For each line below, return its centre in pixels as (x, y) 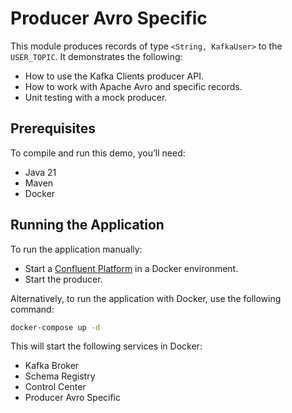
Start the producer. (63, 279)
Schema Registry (60, 376)
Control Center (55, 387)
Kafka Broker (52, 366)
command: (32, 309)
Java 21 (40, 172)
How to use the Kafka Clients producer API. (114, 76)
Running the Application (87, 225)
